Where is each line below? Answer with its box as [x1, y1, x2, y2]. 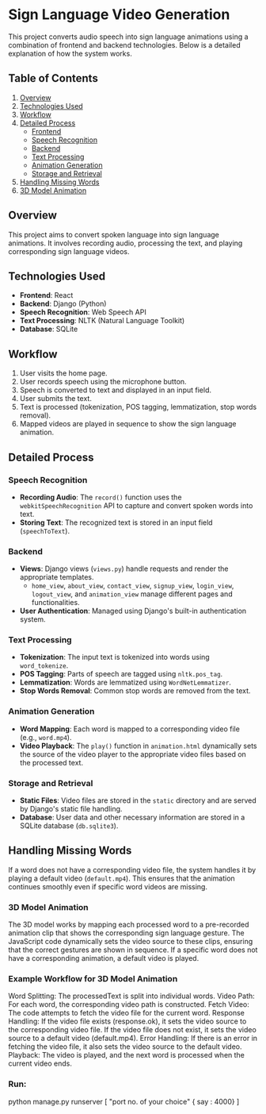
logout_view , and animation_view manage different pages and [31, 589, 233, 599]
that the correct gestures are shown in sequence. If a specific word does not [8, 945, 258, 954]
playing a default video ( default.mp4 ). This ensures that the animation [8, 873, 235, 883]
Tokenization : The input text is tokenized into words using [19, 653, 210, 662]
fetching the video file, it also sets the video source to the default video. [8, 1042, 243, 1051]
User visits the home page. [19, 368, 108, 378]
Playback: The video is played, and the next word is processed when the [8, 1050, 245, 1060]
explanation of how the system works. [8, 48, 132, 58]
